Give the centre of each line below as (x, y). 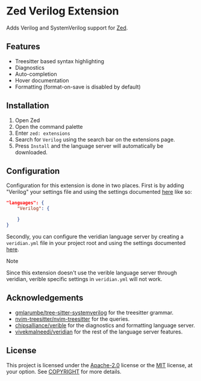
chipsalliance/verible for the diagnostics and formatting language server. (105, 325)
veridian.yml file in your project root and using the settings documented (96, 243)
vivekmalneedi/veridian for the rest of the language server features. (99, 332)
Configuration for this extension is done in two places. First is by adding (95, 185)
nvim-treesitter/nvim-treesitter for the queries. (72, 319)
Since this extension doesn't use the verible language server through (92, 273)
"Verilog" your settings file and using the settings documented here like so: (99, 192)
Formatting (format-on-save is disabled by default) (78, 87)
